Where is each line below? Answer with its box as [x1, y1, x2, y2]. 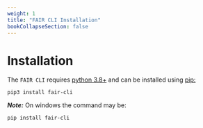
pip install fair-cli [7, 115, 70, 122]
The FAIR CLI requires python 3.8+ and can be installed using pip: [7, 75, 196, 84]
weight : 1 [7, 10, 36, 17]
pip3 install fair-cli [7, 89, 73, 96]
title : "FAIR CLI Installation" [7, 17, 101, 24]
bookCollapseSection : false [7, 23, 89, 30]
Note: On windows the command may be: [7, 101, 127, 109]
